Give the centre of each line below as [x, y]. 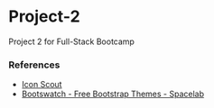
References [34, 65]
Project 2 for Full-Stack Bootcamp [71, 41]
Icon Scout [42, 85]
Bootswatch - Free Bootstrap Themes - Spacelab [113, 94]
